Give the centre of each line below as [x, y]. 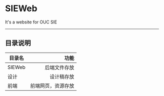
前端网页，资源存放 [52, 86]
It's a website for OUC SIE [31, 22]
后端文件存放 [60, 67]
